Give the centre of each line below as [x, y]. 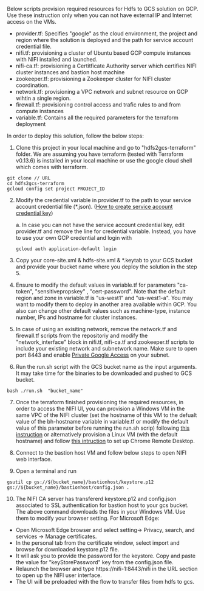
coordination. [32, 85]
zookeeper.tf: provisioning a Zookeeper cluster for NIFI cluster [93, 79]
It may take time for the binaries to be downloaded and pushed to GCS [104, 373]
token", [25, 291]
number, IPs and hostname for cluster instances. [76, 317]
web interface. [34, 459]
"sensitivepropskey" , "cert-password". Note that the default [110, 291]
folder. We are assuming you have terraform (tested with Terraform [100, 154]
